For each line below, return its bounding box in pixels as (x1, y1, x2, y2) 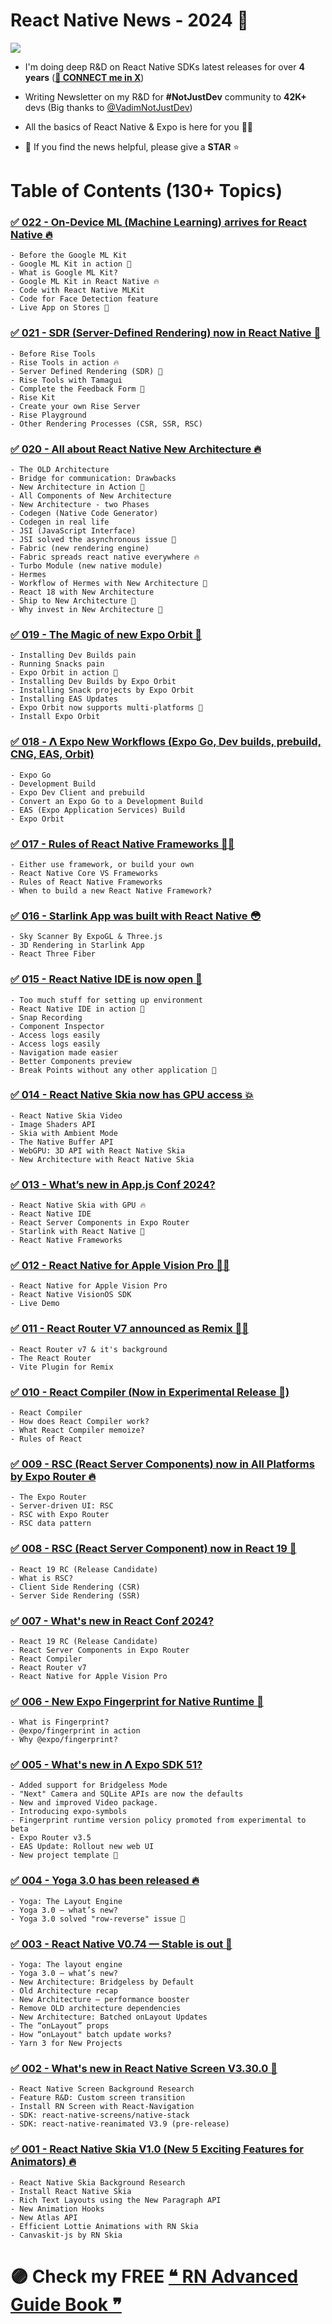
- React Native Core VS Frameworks (10, 868, 159, 878)
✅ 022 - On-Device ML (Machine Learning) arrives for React (10, 215, 307, 229)
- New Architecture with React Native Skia (10, 1154, 195, 1164)
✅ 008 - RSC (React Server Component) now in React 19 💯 (10, 1542, 297, 1556)
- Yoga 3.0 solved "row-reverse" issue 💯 (10, 1914, 186, 1924)
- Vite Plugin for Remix (10, 1362, 114, 1372)
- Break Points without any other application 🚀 (10, 1065, 217, 1075)
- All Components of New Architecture (10, 491, 172, 501)
